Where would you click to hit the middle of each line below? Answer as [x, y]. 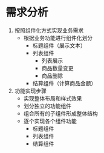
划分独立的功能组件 [47, 106]
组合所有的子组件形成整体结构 [60, 113]
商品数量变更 [57, 68]
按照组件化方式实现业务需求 [49, 30]
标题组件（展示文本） [59, 45]
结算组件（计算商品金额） [64, 83]
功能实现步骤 [30, 91]
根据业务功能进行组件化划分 [58, 37]
